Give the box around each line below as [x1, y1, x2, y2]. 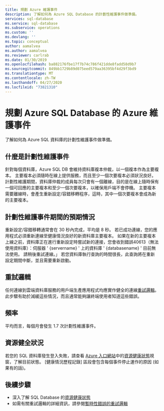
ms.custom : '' [5, 30, 34, 35]
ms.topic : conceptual [5, 39, 49, 44]
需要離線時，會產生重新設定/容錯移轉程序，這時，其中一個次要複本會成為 [5, 191, 152, 197]
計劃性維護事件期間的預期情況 [5, 213, 95, 221]
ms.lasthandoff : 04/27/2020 [5, 80, 62, 85]
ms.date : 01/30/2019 [5, 57, 47, 62]
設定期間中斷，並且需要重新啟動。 [5, 257, 74, 263]
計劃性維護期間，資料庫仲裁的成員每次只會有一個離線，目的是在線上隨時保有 [5, 179, 159, 184]
